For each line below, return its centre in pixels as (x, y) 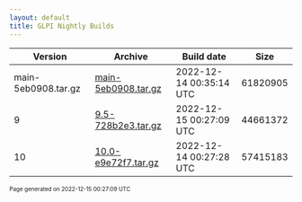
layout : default (40, 18)
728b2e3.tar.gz (128, 125)
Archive (131, 57)
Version (50, 57)
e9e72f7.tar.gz (127, 162)
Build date (204, 57)
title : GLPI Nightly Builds (62, 26)
